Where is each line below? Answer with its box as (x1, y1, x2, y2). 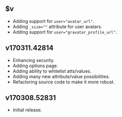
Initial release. (12, 107, 42, 113)
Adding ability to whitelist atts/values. (12, 68, 92, 74)
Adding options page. (12, 63, 59, 69)
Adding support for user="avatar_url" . (12, 18, 94, 24)
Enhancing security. (12, 57, 55, 63)
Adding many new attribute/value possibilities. (12, 73, 110, 79)
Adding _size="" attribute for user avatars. (12, 23, 103, 30)
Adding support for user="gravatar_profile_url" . (12, 28, 117, 35)
